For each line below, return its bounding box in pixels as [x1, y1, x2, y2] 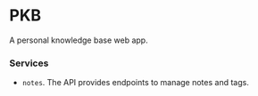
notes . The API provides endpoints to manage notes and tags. [21, 77, 250, 88]
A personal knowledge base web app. [9, 35, 149, 45]
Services [9, 57, 49, 69]
